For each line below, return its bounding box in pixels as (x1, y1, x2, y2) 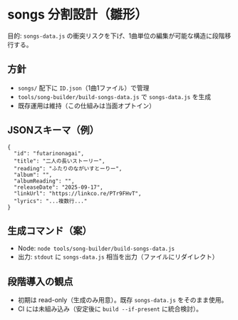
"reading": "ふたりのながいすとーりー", (14, 165, 123, 172)
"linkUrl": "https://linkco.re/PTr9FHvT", (14, 190, 142, 197)
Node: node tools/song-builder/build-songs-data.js (17, 244, 175, 253)
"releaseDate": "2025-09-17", (14, 183, 103, 191)
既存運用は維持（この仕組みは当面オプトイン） (17, 101, 155, 110)
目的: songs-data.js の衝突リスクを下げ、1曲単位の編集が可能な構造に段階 (7, 31, 225, 40)
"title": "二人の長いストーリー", (14, 158, 105, 165)
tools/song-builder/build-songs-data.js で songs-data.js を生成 (17, 92, 212, 100)
